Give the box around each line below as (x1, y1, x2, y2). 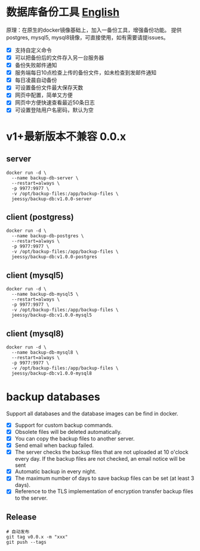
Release (6, 512, 37, 522)
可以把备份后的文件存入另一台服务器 (14, 54, 104, 61)
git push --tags (6, 539, 47, 546)
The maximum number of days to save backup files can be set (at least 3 (14, 475, 195, 482)
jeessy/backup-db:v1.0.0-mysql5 (11, 312, 93, 319)
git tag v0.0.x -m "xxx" (6, 534, 68, 540)
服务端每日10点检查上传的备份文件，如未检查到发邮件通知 (14, 69, 157, 76)
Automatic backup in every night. (14, 468, 97, 475)
